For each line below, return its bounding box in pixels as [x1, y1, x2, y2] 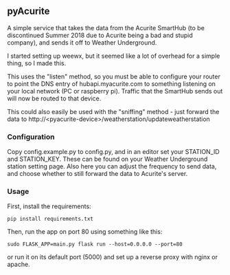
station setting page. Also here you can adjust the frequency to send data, [7, 162, 217, 170]
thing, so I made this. [7, 58, 67, 67]
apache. [7, 261, 30, 269]
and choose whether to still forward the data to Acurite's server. [7, 170, 188, 178]
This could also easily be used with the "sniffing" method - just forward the [7, 107, 220, 115]
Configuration [7, 132, 55, 142]
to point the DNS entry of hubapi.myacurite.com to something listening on [7, 79, 216, 88]
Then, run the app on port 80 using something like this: [7, 228, 163, 236]
